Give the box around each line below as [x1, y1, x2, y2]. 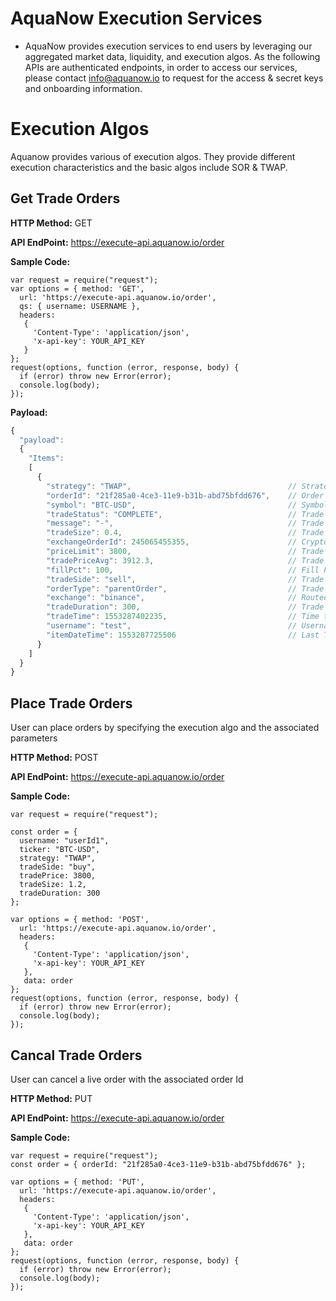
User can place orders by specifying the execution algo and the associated [10, 722, 320, 734]
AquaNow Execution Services [10, 7, 263, 30]
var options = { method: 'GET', [10, 283, 145, 294]
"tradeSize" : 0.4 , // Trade [46, 528, 325, 538]
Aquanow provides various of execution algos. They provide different [10, 150, 296, 162]
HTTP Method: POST [10, 752, 99, 764]
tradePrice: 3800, [19, 871, 97, 881]
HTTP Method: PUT [10, 1092, 93, 1104]
